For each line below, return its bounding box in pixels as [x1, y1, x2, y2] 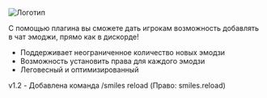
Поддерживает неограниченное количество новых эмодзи [19, 48, 225, 57]
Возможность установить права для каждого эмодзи [19, 57, 206, 66]
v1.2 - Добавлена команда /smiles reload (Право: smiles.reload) [8, 81, 227, 90]
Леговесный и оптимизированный [19, 65, 139, 75]
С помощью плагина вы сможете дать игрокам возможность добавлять [8, 23, 260, 32]
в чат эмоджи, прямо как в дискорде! [8, 32, 139, 41]
